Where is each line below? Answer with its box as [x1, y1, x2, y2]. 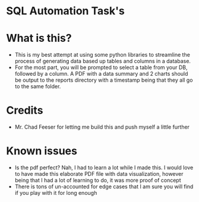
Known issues [6, 144, 77, 158]
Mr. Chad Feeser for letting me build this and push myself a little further [14, 123, 190, 130]
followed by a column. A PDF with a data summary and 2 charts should [14, 70, 188, 77]
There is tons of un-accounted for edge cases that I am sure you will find [14, 183, 194, 190]
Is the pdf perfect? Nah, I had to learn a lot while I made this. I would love [14, 164, 194, 171]
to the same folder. [14, 83, 61, 90]
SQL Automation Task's [6, 4, 125, 18]
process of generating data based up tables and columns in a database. [14, 58, 191, 65]
